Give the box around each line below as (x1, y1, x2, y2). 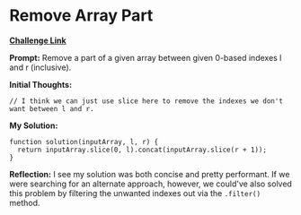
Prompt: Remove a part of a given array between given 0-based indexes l (9, 52, 282, 63)
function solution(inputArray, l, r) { (9, 137, 159, 146)
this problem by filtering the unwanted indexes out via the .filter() (9, 187, 261, 198)
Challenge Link (9, 35, 66, 46)
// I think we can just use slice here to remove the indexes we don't (9, 96, 283, 106)
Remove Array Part (9, 5, 154, 26)
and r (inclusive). (9, 62, 72, 73)
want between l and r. (9, 104, 94, 113)
